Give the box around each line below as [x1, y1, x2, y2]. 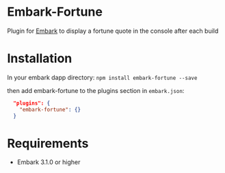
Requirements [7, 135, 89, 151]
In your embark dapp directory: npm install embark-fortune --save [7, 73, 198, 81]
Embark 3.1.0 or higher [16, 158, 81, 166]
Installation [7, 51, 72, 66]
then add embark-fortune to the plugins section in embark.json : [7, 86, 185, 94]
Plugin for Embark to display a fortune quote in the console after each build [7, 27, 219, 35]
